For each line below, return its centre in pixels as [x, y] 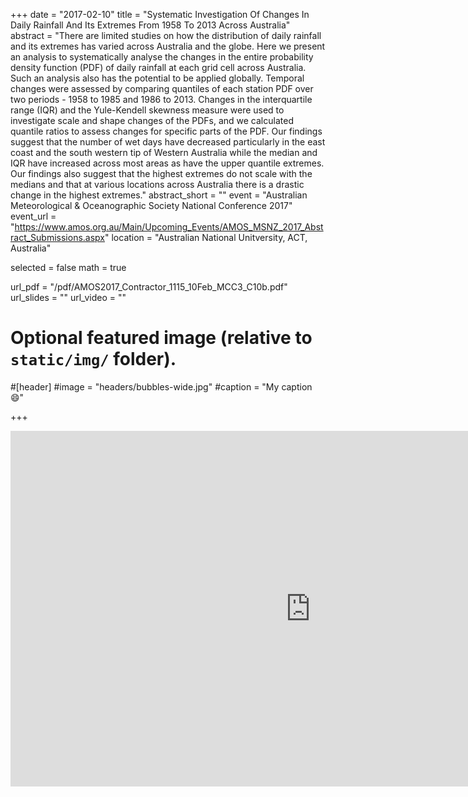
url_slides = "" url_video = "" [68, 297]
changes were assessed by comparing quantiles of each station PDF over [162, 88]
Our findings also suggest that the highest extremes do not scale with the [161, 173]
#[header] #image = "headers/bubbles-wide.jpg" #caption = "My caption [161, 386]
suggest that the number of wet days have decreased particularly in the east [168, 142]
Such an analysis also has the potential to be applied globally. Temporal [157, 78]
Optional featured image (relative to [161, 338]
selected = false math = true [68, 267]
